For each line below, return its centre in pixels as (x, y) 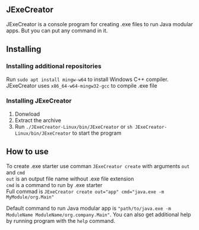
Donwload (27, 114)
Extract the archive (38, 120)
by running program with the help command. (61, 220)
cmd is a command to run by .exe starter (54, 185)
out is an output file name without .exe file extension (70, 179)
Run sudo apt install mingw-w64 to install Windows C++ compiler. (87, 79)
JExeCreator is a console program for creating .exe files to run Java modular (99, 24)
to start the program (97, 133)
